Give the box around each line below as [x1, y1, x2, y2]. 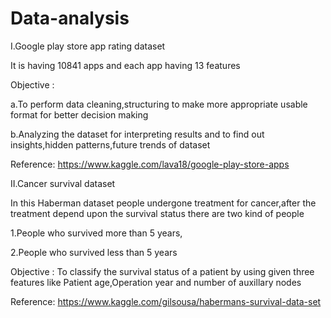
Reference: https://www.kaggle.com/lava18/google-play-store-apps [10, 158, 290, 170]
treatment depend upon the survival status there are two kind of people [10, 207, 305, 219]
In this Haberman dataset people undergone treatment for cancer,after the [10, 197, 317, 209]
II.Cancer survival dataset [10, 177, 116, 189]
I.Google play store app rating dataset [10, 40, 166, 52]
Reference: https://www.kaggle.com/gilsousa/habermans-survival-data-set [10, 295, 322, 307]
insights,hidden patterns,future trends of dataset [10, 138, 211, 151]
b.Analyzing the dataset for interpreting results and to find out [10, 128, 265, 140]
